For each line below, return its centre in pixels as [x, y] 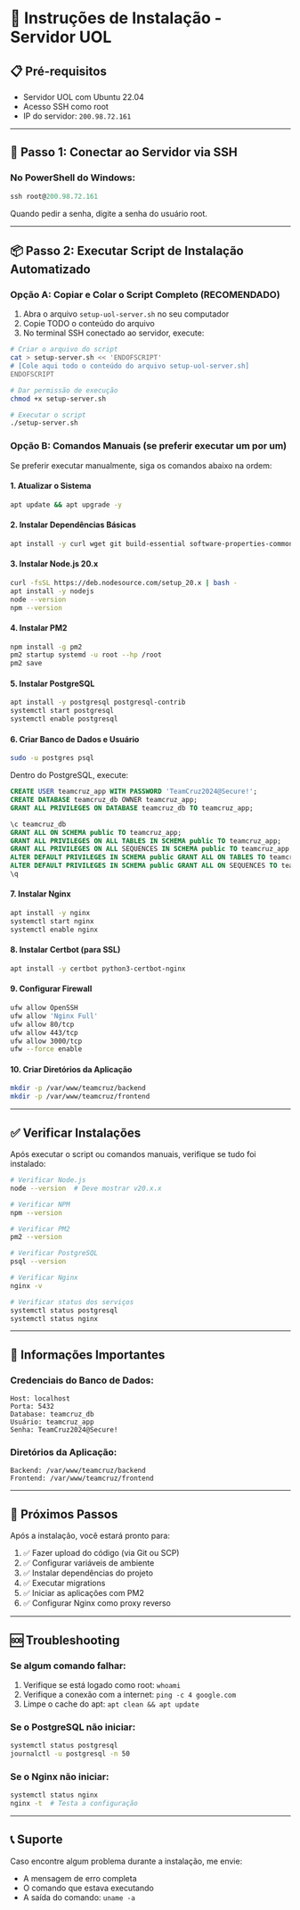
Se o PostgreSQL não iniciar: [73, 1727]
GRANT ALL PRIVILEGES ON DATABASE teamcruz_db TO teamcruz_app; [132, 808]
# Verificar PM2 [40, 1229]
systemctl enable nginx [54, 930]
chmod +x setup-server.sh [58, 399]
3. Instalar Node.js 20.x [54, 564]
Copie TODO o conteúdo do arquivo [89, 324]
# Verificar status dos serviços [72, 1302]
